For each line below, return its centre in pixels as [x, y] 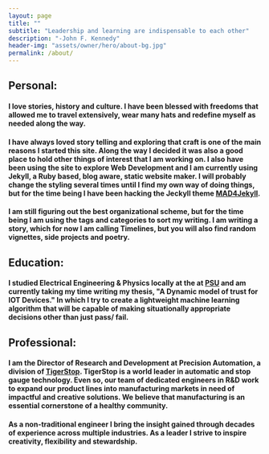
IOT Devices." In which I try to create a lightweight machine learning [124, 300]
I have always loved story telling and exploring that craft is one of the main [135, 142]
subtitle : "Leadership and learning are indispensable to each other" [129, 31]
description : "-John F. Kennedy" [64, 38]
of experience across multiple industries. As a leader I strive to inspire [128, 432]
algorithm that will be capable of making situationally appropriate [120, 309]
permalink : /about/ [41, 53]
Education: [36, 262]
